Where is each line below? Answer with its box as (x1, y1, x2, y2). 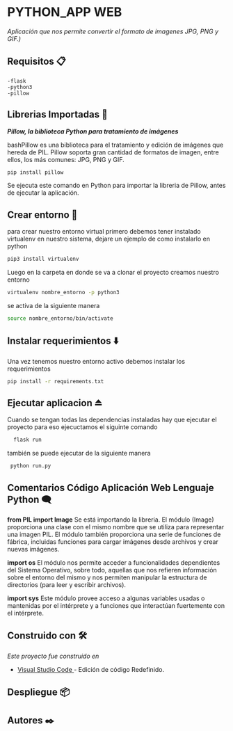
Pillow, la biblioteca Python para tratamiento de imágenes (7, 127, 179, 136)
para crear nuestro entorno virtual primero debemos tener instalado (7, 227, 201, 236)
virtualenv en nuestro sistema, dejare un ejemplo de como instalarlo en (7, 234, 211, 243)
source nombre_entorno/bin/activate (7, 315, 113, 322)
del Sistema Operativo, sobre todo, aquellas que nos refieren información (7, 565, 217, 574)
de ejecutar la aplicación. (7, 188, 79, 197)
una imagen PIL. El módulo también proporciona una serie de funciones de (7, 530, 221, 538)
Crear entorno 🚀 (7, 209, 78, 220)
